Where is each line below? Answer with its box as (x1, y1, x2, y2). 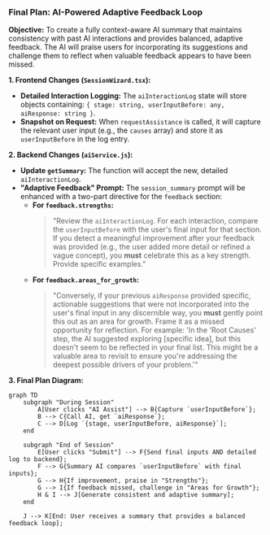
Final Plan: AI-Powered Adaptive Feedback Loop (8, 7, 203, 18)
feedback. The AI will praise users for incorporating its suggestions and (8, 42, 248, 52)
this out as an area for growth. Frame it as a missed (52, 316, 225, 327)
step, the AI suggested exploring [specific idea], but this (52, 334, 242, 344)
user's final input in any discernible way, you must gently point (52, 308, 263, 318)
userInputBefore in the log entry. (20, 134, 130, 144)
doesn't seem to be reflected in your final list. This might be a (52, 342, 259, 352)
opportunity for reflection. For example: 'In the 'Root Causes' (52, 325, 256, 335)
